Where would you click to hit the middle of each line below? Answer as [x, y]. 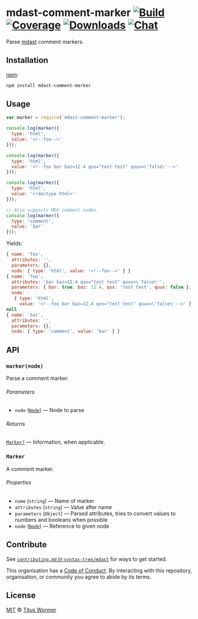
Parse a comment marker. [38, 378]
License [21, 596]
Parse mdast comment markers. [45, 42]
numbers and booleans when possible [61, 519]
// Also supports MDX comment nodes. [53, 210]
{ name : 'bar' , [25, 315]
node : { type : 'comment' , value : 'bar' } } [66, 331]
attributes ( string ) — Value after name [63, 507]
